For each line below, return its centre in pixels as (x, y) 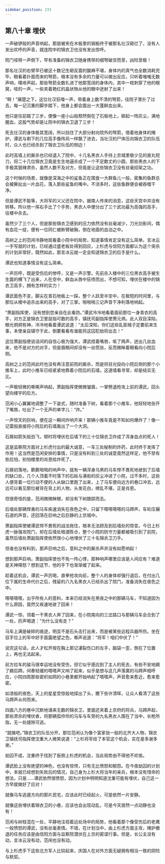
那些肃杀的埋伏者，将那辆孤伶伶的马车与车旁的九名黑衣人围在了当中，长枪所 (82, 716)
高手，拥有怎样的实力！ (37, 286)
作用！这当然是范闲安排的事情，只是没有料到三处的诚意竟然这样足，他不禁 (80, 453)
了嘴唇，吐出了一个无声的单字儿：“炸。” (45, 410)
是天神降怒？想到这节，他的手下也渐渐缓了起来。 (55, 565)
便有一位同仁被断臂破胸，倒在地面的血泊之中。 (78, 230)
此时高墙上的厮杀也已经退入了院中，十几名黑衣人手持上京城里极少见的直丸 (80, 155)
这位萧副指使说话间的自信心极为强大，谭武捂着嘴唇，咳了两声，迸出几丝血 (80, 342)
